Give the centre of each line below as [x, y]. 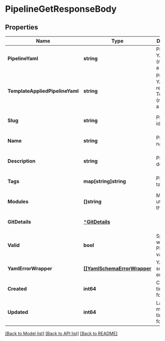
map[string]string [105, 181]
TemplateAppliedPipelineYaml [43, 91]
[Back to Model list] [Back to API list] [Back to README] [61, 333]
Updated [18, 312]
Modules [18, 201]
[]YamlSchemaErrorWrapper [117, 269]
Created [17, 289]
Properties [22, 27]
